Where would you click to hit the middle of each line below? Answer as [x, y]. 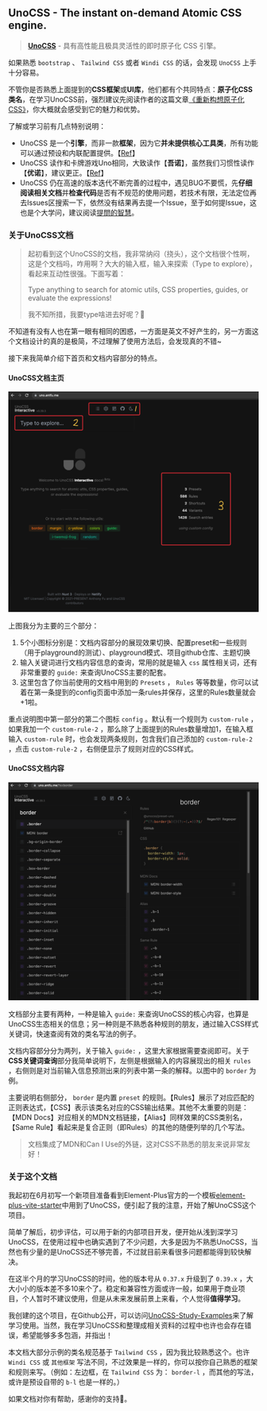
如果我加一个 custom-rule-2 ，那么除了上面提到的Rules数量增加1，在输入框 [131, 729]
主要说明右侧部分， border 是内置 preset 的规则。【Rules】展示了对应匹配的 [131, 1097]
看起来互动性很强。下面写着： [76, 274]
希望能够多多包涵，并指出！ [67, 1336]
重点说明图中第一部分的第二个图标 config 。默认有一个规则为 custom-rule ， [133, 719]
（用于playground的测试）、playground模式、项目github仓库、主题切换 [135, 652]
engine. [28, 26]
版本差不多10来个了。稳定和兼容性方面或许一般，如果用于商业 [137, 1289]
